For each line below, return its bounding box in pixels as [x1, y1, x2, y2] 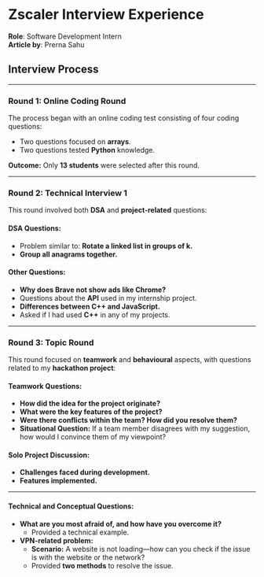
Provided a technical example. [31, 527, 130, 537]
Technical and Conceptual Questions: [8, 501, 134, 511]
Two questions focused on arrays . [19, 137, 131, 146]
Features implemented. [19, 476, 98, 486]
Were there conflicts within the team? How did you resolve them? [19, 416, 238, 425]
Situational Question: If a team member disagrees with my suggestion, [19, 424, 250, 434]
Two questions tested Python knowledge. [19, 146, 156, 155]
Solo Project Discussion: [8, 450, 90, 460]
